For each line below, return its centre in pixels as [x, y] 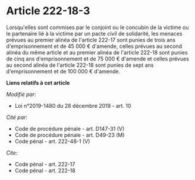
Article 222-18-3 [48, 11]
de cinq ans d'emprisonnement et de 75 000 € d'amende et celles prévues [97, 59]
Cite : [12, 153]
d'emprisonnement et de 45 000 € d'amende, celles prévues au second [94, 46]
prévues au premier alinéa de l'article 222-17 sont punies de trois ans [91, 40]
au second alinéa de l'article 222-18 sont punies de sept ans [80, 65]
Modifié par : [21, 94]
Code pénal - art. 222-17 [45, 164]
